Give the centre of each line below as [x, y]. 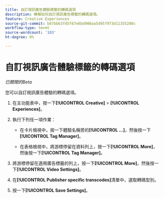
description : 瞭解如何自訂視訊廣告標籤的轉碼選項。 [53, 14]
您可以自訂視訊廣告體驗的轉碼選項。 [42, 92]
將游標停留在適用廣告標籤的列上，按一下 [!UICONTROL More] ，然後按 [83, 163]
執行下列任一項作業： [34, 119]
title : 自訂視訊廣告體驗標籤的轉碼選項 [41, 10]
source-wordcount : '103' [31, 33]
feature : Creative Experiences [37, 19]
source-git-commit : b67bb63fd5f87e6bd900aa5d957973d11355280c [70, 23]
